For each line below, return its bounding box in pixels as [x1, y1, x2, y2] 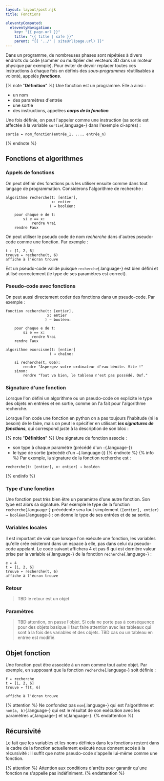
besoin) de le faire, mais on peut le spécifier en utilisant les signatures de [5, 421, 154, 426]
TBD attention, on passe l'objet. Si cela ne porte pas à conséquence [17, 619, 154, 625]
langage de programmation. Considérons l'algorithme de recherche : [5, 186, 143, 191]
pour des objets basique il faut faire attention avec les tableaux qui [17, 624, 152, 630]
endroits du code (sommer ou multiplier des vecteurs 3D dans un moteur [5, 57, 152, 63]
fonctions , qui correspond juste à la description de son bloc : [5, 426, 129, 431]
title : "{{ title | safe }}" [14, 34, 74, 39]
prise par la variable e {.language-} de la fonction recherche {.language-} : [5, 551, 152, 557]
